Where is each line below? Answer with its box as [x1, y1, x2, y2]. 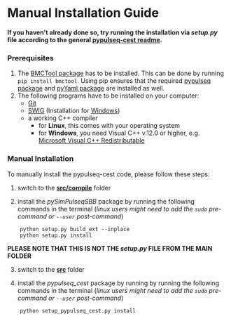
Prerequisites [7, 53, 54, 63]
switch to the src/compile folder [17, 183, 111, 192]
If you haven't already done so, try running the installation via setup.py [7, 28, 218, 37]
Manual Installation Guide [7, 5, 160, 21]
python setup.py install [20, 232, 92, 239]
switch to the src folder [17, 265, 85, 273]
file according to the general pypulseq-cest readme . [7, 35, 162, 44]
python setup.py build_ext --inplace [20, 225, 130, 232]
